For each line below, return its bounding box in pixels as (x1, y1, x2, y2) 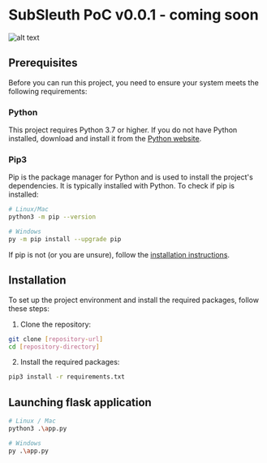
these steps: (8, 303, 50, 314)
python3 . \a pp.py (8, 424, 67, 432)
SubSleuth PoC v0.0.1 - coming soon (8, 6, 259, 24)
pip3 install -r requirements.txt (8, 373, 126, 381)
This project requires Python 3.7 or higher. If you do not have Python (8, 125, 238, 135)
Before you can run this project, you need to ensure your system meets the (8, 77, 260, 87)
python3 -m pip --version (8, 213, 96, 221)
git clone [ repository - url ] (8, 335, 104, 343)
